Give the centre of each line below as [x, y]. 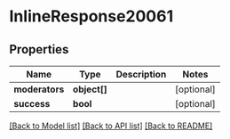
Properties [39, 49]
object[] [90, 89]
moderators [39, 89]
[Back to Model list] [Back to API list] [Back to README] [111, 126]
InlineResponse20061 [91, 16]
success [32, 104]
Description [141, 74]
